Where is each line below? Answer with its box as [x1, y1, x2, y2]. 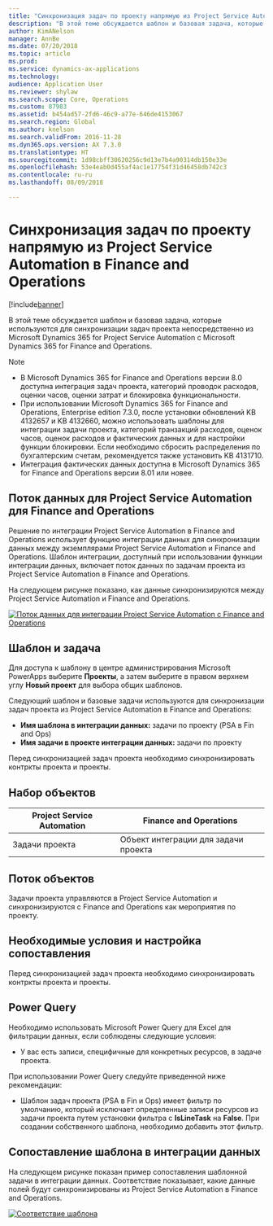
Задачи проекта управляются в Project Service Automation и [8, 893, 218, 904]
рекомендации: [8, 1079, 63, 1089]
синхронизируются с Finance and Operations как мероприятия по [8, 902, 236, 912]
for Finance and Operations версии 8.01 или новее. [19, 467, 194, 477]
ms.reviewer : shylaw [8, 87, 79, 96]
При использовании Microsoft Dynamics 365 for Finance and [19, 398, 228, 408]
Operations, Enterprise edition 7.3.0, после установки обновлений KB [19, 407, 256, 417]
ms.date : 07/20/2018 [8, 42, 79, 50]
